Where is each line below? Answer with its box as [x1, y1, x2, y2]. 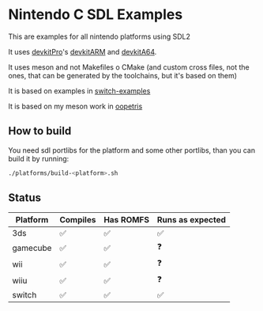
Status [8, 192, 42, 205]
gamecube [12, 242, 52, 253]
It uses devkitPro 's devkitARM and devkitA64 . [8, 47, 157, 56]
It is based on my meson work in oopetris [8, 101, 143, 111]
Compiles [58, 214, 96, 226]
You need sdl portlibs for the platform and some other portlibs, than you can [8, 145, 255, 155]
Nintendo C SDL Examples [8, 6, 183, 24]
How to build [8, 124, 72, 138]
